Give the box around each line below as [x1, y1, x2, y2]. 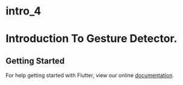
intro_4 [5, 4, 42, 18]
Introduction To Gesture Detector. [5, 32, 178, 46]
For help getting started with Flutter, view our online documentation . [5, 72, 174, 79]
